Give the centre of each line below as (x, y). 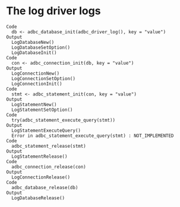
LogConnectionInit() (37, 84)
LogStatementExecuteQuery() (46, 130)
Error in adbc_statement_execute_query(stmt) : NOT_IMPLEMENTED (93, 136)
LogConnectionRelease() (41, 177)
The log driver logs (53, 11)
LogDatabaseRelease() (38, 198)
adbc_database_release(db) (45, 187)
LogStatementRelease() (40, 156)
